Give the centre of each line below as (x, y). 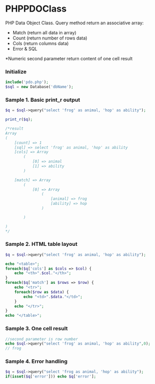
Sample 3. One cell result (37, 328)
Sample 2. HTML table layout (41, 244)
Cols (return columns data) (41, 43)
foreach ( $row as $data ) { (42, 292)
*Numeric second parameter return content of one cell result (69, 58)
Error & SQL (25, 49)
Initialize (16, 71)
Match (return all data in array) (45, 32)
